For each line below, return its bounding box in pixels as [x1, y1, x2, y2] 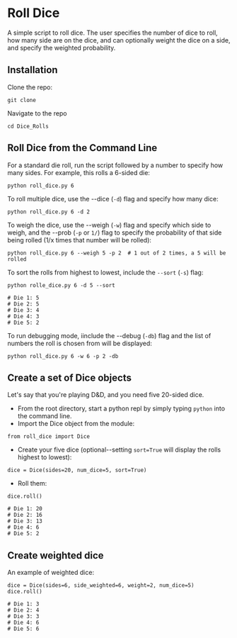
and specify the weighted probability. [7, 43, 116, 52]
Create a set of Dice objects [7, 371, 132, 384]
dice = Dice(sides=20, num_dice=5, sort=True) [7, 466, 147, 474]
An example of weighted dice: [7, 569, 94, 577]
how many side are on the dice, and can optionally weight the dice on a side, [7, 35, 231, 44]
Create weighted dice [7, 549, 104, 561]
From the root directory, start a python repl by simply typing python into [17, 404, 225, 413]
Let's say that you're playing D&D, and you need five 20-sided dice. [7, 391, 204, 399]
